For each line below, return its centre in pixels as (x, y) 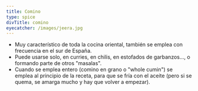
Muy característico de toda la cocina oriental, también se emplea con (98, 45)
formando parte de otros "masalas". (58, 63)
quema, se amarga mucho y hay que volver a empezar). (82, 82)
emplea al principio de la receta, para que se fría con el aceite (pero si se (103, 76)
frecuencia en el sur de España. (53, 51)
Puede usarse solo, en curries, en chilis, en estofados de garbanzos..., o (102, 57)
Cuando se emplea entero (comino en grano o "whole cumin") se (93, 70)
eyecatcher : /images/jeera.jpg (44, 28)
